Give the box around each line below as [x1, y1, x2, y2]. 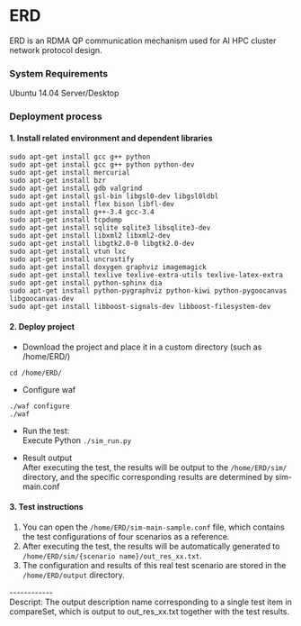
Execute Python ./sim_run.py [22, 434, 132, 446]
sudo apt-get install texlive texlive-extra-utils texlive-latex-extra [9, 271, 283, 280]
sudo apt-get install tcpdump [9, 215, 123, 225]
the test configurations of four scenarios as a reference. [22, 531, 230, 541]
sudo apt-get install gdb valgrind [9, 184, 143, 194]
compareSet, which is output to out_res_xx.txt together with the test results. [9, 605, 290, 617]
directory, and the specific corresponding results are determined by [22, 471, 274, 482]
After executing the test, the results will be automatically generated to [22, 540, 280, 551]
